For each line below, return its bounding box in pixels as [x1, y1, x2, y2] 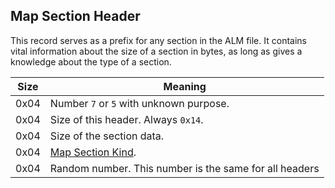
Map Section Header [10, 8, 141, 25]
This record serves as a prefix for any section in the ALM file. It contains [10, 34, 307, 46]
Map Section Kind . [49, 145, 137, 159]
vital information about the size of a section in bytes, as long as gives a [10, 45, 303, 57]
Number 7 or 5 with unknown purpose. [49, 96, 230, 110]
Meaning [163, 79, 207, 93]
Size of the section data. [49, 129, 165, 143]
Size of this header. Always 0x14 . [49, 112, 204, 126]
